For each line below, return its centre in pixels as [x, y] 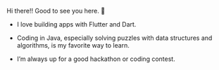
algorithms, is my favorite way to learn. [73, 45]
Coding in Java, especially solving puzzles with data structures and [114, 38]
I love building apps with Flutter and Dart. [76, 24]
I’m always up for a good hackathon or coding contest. [96, 59]
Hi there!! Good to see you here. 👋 [56, 11]
